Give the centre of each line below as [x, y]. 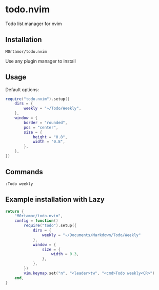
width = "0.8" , [49, 142]
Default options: [22, 89]
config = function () [36, 221]
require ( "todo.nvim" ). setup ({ [38, 99]
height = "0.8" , [50, 137]
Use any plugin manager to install [41, 61]
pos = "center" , [41, 127]
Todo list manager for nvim [34, 24]
